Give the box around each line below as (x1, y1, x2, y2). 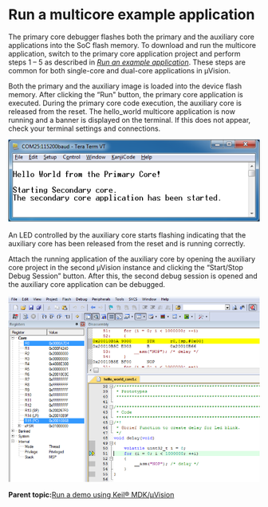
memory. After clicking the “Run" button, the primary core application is (8, 89, 243, 99)
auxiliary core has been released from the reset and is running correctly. (8, 238, 246, 248)
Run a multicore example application (8, 6, 255, 24)
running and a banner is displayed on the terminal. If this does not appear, (8, 115, 251, 124)
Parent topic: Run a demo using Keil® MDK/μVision (8, 489, 175, 499)
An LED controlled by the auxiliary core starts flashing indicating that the (8, 230, 246, 240)
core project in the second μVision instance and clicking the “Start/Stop (8, 262, 243, 272)
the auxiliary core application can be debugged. (8, 279, 166, 289)
